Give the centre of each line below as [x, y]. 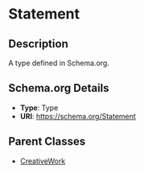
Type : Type [39, 107]
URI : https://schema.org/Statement [78, 116]
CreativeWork [43, 161]
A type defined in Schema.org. [59, 63]
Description [38, 44]
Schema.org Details [59, 88]
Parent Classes [47, 142]
